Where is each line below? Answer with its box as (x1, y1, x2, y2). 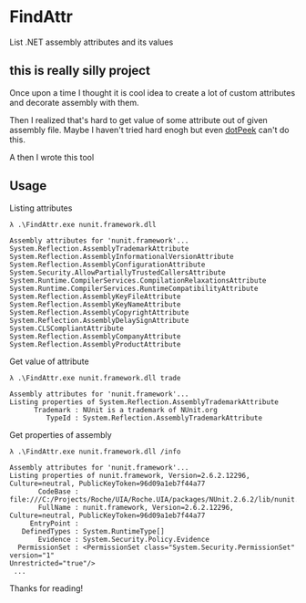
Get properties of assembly (9, 429, 112, 440)
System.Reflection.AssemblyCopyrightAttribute (9, 307, 189, 317)
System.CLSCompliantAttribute (9, 324, 125, 333)
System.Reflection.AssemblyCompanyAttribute (9, 331, 181, 341)
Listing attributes (9, 203, 73, 213)
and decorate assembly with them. (9, 97, 139, 108)
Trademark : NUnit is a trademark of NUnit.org (33, 405, 219, 414)
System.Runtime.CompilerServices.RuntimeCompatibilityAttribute (9, 284, 259, 293)
